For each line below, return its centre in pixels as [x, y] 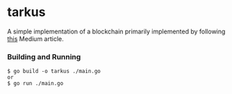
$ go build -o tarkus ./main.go [54, 71]
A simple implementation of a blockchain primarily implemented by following [116, 31]
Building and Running [44, 56]
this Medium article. [35, 38]
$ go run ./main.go [35, 84]
